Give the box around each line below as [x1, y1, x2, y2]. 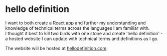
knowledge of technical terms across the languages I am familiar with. [5, 25, 150, 31]
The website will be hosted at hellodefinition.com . [5, 45, 108, 51]
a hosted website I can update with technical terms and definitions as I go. [5, 36, 159, 42]
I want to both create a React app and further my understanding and [5, 20, 146, 26]
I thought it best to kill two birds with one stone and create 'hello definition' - [5, 30, 163, 36]
